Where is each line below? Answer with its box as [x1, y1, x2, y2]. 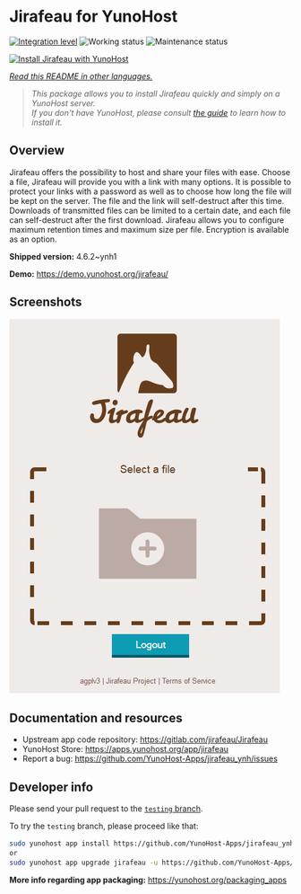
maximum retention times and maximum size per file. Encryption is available [9, 224, 289, 235]
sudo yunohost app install [9, 839, 110, 848]
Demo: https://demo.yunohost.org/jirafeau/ [9, 268, 168, 279]
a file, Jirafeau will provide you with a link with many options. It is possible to [9, 176, 291, 187]
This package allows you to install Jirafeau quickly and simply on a [30, 88, 280, 99]
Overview [9, 143, 65, 158]
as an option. [9, 234, 57, 244]
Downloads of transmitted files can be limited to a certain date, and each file [9, 205, 291, 216]
